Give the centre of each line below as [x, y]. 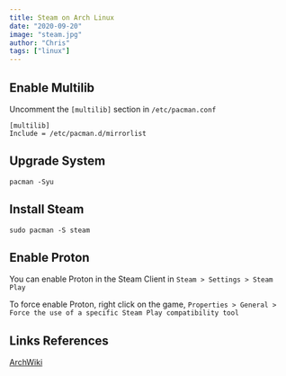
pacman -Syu [31, 182]
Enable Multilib [52, 88]
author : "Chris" [40, 43]
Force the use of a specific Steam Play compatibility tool [125, 313]
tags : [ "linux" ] [40, 51]
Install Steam [47, 209]
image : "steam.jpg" [46, 34]
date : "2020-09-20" [46, 26]
